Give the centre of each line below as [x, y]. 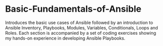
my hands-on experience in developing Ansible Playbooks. [65, 38]
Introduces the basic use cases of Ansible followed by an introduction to [79, 23]
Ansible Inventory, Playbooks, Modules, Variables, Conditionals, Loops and [81, 27]
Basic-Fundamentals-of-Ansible [73, 9]
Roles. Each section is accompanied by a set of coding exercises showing [81, 33]
